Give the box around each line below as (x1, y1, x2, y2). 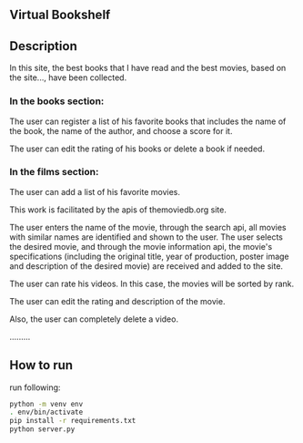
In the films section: (9, 166, 99, 179)
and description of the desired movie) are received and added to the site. (9, 260, 284, 272)
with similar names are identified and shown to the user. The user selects (9, 232, 284, 242)
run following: (9, 382, 61, 393)
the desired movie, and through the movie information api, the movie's (9, 241, 273, 252)
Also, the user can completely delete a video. (9, 314, 179, 325)
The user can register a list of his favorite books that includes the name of (9, 116, 287, 127)
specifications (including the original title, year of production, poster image (9, 251, 289, 262)
